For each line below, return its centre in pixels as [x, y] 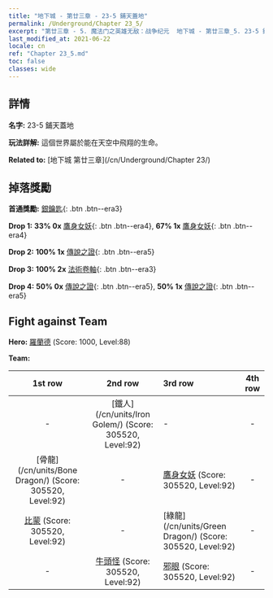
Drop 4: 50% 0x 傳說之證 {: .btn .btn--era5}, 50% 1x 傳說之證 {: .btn [121, 286]
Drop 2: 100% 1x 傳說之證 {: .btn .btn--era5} [82, 252]
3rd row [178, 383]
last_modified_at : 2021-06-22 [60, 39]
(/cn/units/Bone [48, 470]
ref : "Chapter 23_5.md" [49, 54]
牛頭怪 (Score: [123, 561]
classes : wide [32, 69]
